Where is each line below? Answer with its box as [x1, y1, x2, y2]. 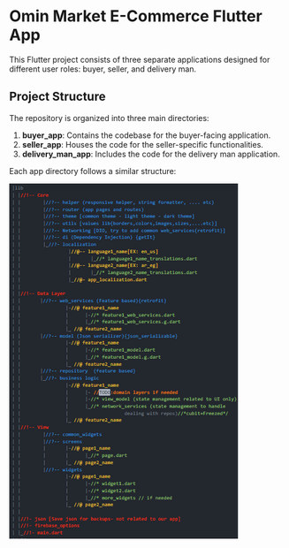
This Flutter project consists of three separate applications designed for [9, 54, 270, 65]
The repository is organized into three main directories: [9, 112, 209, 123]
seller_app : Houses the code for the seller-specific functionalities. [21, 139, 263, 149]
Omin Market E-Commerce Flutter [9, 6, 262, 27]
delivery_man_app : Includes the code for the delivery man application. [21, 148, 280, 159]
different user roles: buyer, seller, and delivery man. [9, 64, 197, 74]
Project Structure [9, 89, 106, 104]
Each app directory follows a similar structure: [9, 165, 177, 176]
